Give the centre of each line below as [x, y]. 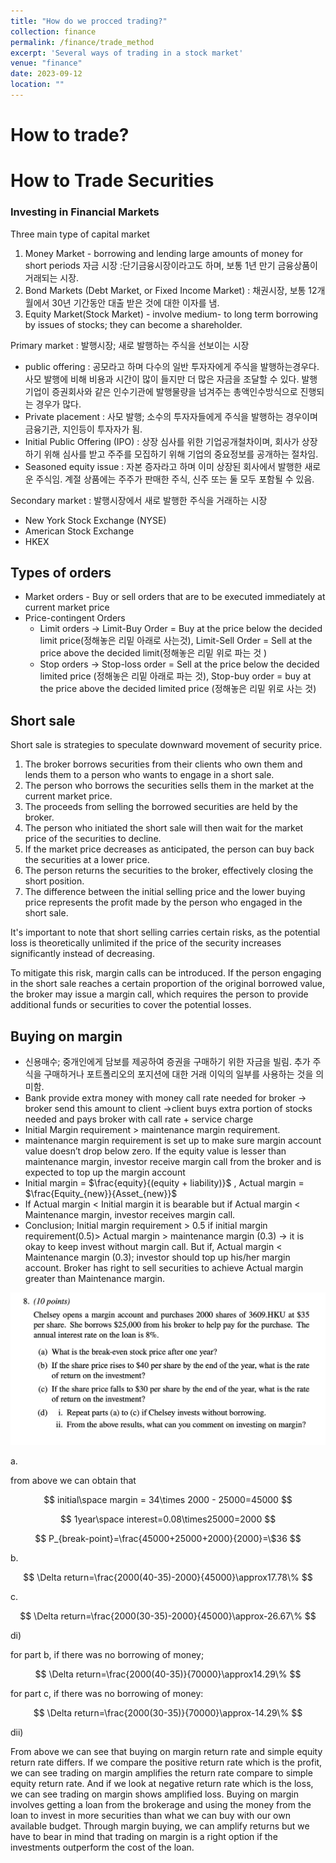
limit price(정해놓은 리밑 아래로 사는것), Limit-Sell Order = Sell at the [176, 641]
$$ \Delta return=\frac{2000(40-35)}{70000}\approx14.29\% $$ [168, 1674]
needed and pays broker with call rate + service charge [139, 1119]
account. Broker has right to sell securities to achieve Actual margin [164, 1267]
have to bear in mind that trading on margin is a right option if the [144, 1836]
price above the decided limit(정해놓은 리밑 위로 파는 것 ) [153, 653]
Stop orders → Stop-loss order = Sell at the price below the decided [179, 664]
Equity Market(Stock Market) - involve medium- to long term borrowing [171, 314]
